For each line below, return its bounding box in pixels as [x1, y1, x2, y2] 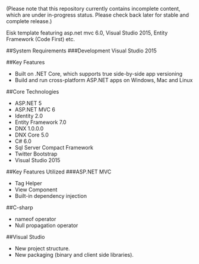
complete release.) [6, 18, 52, 24]
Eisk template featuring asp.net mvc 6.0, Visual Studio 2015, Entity [6, 29, 168, 36]
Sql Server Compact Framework [14, 144, 94, 151]
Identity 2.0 [14, 113, 43, 119]
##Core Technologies [6, 88, 59, 95]
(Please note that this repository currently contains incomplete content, [6, 5, 181, 12]
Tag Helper [14, 180, 43, 187]
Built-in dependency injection [14, 192, 87, 199]
